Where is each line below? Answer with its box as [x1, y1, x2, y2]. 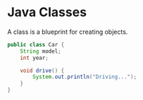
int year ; [20, 54, 49, 61]
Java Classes [7, 4, 87, 20]
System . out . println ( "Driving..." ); [32, 73, 137, 81]
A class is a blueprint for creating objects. [7, 27, 128, 36]
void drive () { [20, 67, 65, 74]
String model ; [20, 47, 61, 55]
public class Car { [7, 41, 65, 48]
